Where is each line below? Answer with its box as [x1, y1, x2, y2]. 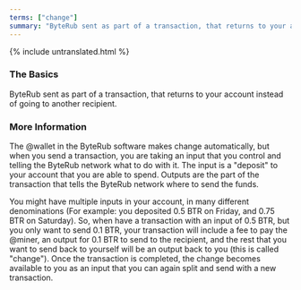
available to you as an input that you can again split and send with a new [9, 263, 277, 274]
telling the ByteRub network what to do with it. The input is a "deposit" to [9, 160, 279, 171]
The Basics [9, 68, 59, 81]
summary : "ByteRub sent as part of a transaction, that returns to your [9, 21, 287, 30]
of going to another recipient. [9, 98, 117, 108]
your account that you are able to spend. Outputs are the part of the [9, 169, 260, 180]
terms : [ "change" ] [9, 13, 78, 22]
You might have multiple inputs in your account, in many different [9, 196, 249, 207]
